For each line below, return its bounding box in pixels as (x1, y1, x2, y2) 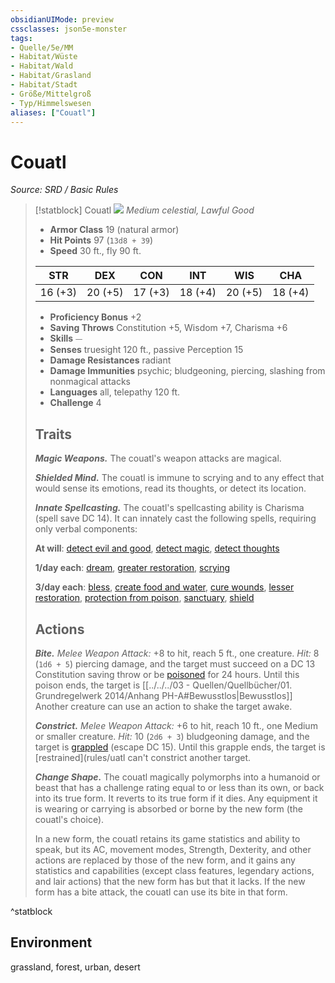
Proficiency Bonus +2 (49, 311, 142, 323)
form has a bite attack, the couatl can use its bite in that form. (34, 886, 288, 898)
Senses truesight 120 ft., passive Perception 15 (49, 344, 244, 356)
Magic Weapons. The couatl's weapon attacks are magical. (34, 452, 282, 465)
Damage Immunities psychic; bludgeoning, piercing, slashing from (49, 365, 326, 377)
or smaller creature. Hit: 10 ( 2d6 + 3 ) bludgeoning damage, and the (34, 730, 310, 742)
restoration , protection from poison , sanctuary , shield (34, 592, 255, 604)
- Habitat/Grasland (10, 71, 92, 81)
